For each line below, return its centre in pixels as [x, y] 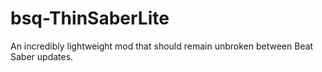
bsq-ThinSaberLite [90, 18]
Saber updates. [42, 56]
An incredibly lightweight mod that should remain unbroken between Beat [162, 46]
